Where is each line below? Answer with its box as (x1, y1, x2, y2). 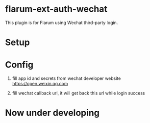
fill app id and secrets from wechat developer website (12, 75, 121, 81)
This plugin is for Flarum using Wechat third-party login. (5, 20, 118, 25)
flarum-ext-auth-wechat (5, 3, 108, 15)
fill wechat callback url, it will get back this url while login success (12, 90, 145, 96)
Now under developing (5, 107, 100, 119)
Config (5, 59, 33, 71)
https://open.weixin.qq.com (12, 81, 68, 87)
